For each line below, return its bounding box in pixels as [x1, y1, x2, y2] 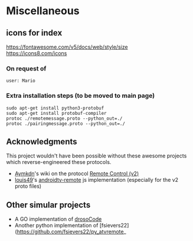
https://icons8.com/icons [6, 50, 67, 57]
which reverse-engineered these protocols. [6, 159, 112, 166]
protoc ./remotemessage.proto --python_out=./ [6, 115, 123, 121]
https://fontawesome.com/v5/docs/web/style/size [6, 43, 128, 50]
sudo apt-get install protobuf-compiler [6, 110, 107, 116]
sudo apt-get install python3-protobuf [6, 105, 104, 111]
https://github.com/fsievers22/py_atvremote [17, 228, 124, 235]
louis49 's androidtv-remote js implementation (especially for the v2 [14, 176, 179, 184]
